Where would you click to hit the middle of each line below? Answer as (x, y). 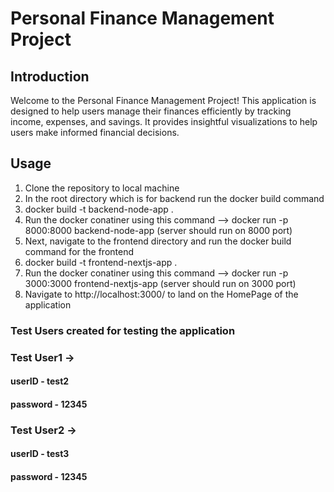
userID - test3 (40, 454)
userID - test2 (40, 381)
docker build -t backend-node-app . (99, 209)
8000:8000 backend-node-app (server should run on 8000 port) (158, 230)
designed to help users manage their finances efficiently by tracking (151, 111)
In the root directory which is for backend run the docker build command (174, 198)
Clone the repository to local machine (102, 188)
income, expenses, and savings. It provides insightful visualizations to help (164, 121)
